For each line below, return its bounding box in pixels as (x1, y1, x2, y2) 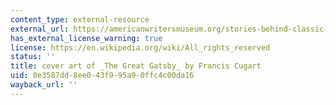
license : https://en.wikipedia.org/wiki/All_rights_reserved (10, 42, 271, 53)
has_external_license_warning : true (10, 33, 163, 43)
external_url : (10, 24, 70, 34)
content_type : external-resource (10, 14, 150, 25)
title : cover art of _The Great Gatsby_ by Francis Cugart (10, 61, 262, 71)
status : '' (10, 52, 56, 62)
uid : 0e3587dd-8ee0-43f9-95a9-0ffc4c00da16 (10, 71, 195, 81)
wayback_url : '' (10, 80, 78, 90)
